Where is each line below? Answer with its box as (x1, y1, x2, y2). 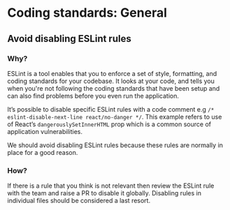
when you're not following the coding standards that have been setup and (7, 84, 220, 92)
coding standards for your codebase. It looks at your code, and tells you (7, 77, 215, 85)
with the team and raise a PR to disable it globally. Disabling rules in (7, 189, 201, 197)
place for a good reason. (7, 148, 78, 156)
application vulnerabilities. (7, 127, 82, 135)
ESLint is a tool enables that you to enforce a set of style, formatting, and (7, 69, 217, 77)
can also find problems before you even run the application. (7, 91, 180, 100)
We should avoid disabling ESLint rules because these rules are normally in (7, 141, 224, 149)
